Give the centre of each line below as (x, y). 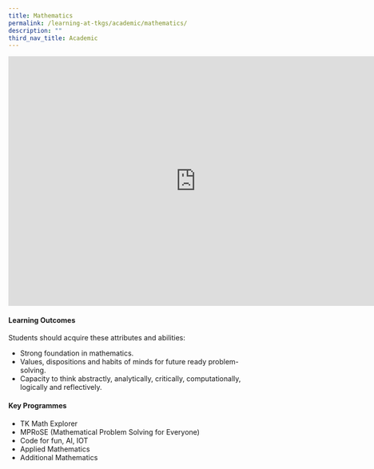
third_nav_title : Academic (53, 38)
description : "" (35, 30)
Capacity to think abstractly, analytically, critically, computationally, (130, 379)
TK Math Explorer (49, 423)
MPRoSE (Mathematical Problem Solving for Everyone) (109, 431)
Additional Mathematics (59, 457)
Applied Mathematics (55, 449)
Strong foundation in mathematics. (77, 353)
